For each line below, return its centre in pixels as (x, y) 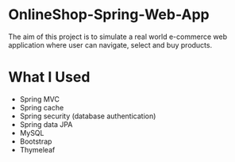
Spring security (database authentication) (88, 116)
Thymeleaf (37, 149)
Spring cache (42, 107)
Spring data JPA (46, 124)
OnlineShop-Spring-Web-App (109, 15)
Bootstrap (36, 141)
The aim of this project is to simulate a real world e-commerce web (118, 37)
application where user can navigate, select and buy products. (110, 44)
